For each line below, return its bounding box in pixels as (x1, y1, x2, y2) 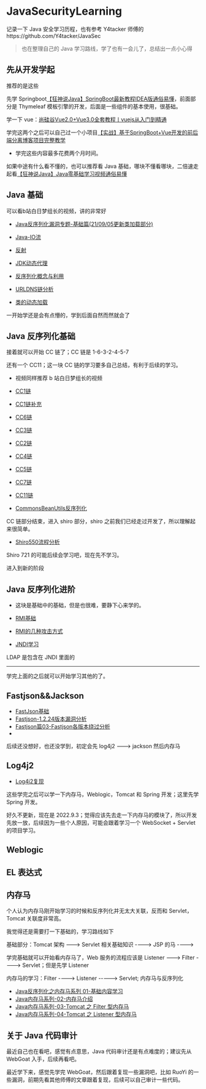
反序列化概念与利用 (15, 272, 64, 279)
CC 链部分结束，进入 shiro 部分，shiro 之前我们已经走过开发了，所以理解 (6, 518, 191, 525)
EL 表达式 (6, 867, 42, 878)
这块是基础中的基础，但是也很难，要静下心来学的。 (15, 602, 145, 609)
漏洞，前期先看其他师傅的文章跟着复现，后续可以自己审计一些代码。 (11, 1076, 184, 1083)
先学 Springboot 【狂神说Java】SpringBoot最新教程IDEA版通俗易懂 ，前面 (6, 95, 191, 102)
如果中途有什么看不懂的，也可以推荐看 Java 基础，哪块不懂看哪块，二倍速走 (6, 162, 199, 170)
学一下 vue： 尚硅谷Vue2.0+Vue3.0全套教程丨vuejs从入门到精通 (6, 115, 167, 123)
